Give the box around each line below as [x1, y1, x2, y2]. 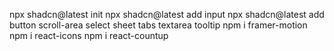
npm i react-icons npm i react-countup [9, 30, 169, 41]
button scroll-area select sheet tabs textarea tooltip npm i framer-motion [9, 19, 308, 31]
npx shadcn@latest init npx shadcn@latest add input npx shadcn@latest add [9, 9, 325, 20]
